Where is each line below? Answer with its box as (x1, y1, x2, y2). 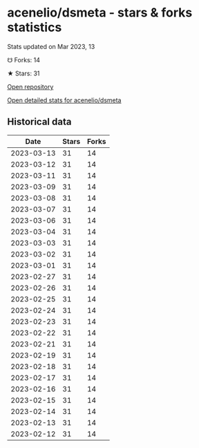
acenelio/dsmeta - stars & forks (7, 5, 193, 21)
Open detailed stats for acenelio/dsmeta (7, 95, 122, 104)
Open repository (7, 82, 54, 91)
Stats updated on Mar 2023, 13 (7, 42, 95, 50)
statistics (7, 19, 62, 35)
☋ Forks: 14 (7, 55, 40, 64)
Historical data (7, 116, 72, 128)
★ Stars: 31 (7, 69, 40, 77)
